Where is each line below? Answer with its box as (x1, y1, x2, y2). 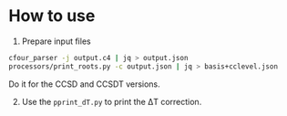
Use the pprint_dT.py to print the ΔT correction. (21, 96, 202, 107)
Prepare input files (21, 36, 92, 47)
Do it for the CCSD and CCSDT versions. (8, 79, 160, 90)
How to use (8, 5, 96, 26)
